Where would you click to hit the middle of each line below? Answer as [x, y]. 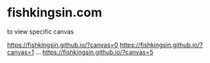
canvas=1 [21, 52]
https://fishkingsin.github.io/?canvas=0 [63, 45]
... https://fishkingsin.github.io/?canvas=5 [94, 52]
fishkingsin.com [55, 13]
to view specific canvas [41, 32]
